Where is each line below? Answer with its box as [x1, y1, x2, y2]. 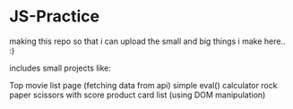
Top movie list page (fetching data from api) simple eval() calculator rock [9, 80, 278, 90]
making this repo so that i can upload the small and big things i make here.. [9, 36, 286, 46]
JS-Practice [9, 6, 100, 27]
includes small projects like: [9, 63, 112, 73]
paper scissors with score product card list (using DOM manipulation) [9, 89, 266, 100]
